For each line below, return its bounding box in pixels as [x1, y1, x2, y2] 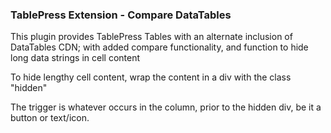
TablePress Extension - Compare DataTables [10, 8, 232, 22]
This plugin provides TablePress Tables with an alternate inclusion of [10, 31, 293, 43]
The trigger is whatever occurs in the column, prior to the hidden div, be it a [10, 101, 322, 113]
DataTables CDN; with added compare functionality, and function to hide [10, 41, 309, 53]
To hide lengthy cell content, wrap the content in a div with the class [10, 71, 292, 83]
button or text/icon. [10, 112, 90, 124]
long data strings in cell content [10, 52, 141, 64]
